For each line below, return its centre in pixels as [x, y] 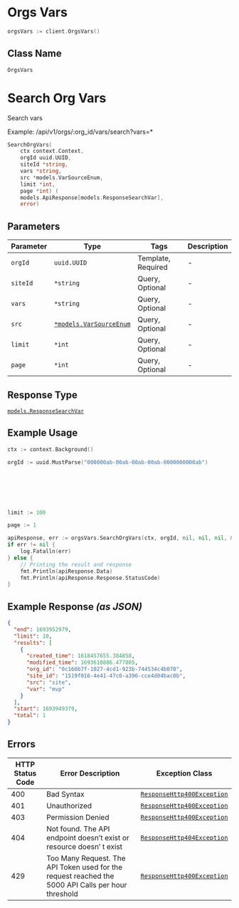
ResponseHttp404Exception [184, 838]
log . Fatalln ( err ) [46, 551]
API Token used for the [84, 867]
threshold [62, 894]
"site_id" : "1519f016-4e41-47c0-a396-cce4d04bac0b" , [106, 676]
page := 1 [22, 525]
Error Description [90, 773]
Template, [154, 258]
